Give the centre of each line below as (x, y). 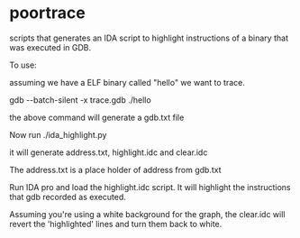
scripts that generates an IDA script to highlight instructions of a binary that (149, 38)
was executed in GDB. (50, 47)
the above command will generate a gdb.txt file (97, 117)
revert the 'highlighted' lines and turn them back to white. (116, 224)
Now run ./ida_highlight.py (58, 134)
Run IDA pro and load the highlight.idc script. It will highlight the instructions (150, 187)
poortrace (47, 13)
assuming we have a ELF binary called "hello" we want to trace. (127, 82)
